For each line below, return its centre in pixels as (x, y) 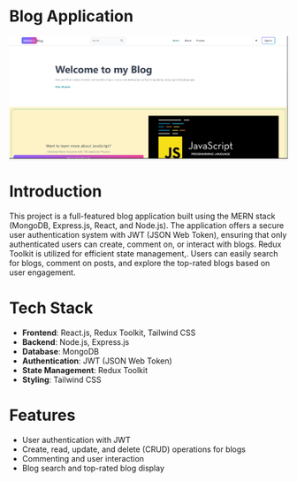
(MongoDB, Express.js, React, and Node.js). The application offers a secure (147, 226)
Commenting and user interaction (83, 458)
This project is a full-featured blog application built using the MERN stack (142, 216)
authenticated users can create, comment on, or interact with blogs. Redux (145, 244)
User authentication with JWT (76, 440)
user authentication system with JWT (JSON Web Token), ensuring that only (148, 235)
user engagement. (42, 272)
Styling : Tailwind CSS (61, 379)
